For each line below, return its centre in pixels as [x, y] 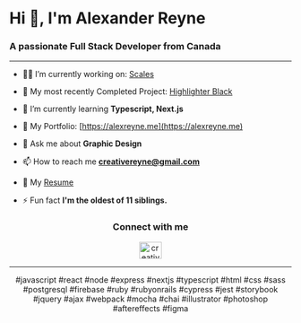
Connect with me [150, 227]
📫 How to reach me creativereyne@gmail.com [111, 161]
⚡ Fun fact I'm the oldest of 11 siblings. [95, 200]
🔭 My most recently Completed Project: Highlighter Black [127, 92]
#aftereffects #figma [150, 308]
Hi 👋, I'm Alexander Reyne [107, 18]
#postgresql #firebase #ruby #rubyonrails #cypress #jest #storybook [150, 289]
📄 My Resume [48, 182]
